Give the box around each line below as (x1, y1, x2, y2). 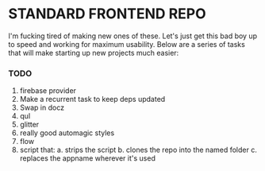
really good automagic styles (19, 128, 115, 138)
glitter (19, 120, 40, 130)
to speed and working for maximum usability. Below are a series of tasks (8, 39, 246, 49)
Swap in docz (19, 103, 65, 112)
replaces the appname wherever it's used (19, 154, 156, 163)
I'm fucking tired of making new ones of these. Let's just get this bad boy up (8, 31, 258, 41)
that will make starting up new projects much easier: (8, 48, 179, 57)
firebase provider (19, 86, 77, 95)
